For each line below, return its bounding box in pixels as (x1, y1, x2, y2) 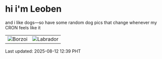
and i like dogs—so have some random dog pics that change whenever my (5, 20, 157, 25)
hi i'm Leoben (5, 3, 62, 15)
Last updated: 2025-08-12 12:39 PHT (5, 48, 81, 54)
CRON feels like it (5, 24, 41, 30)
